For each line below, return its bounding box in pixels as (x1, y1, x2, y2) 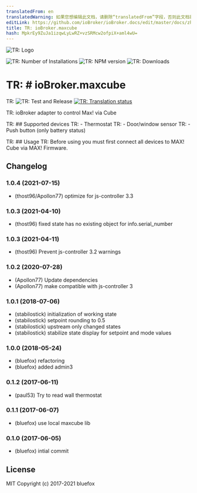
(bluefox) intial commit (14, 447, 69, 455)
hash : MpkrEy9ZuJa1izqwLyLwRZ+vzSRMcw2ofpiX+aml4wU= (6, 31, 138, 36)
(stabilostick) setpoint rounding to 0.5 (14, 316, 106, 323)
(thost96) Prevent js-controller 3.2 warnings (14, 248, 121, 255)
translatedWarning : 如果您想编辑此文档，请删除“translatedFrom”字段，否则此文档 (6, 14, 190, 20)
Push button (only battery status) (6, 127, 86, 134)
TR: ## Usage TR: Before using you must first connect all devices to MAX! (6, 139, 185, 146)
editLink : (6, 19, 30, 25)
